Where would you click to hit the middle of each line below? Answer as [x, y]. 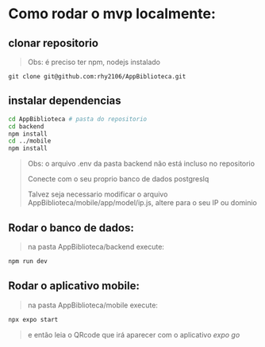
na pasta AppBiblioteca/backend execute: [96, 247]
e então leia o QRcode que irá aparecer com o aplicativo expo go [134, 334]
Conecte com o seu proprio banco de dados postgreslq [118, 179]
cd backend [26, 126]
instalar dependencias [65, 101]
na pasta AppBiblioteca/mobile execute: [93, 305]
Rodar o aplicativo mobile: [74, 286]
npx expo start [33, 319]
